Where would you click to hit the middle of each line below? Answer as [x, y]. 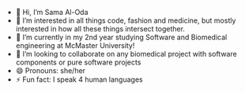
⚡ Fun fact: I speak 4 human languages [79, 79]
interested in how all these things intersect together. [100, 29]
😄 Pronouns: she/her [50, 70]
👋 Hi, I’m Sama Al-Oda [52, 12]
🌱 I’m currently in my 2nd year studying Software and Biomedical [121, 37]
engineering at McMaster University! [75, 46]
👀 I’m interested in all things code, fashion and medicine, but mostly [126, 20]
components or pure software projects [78, 62]
